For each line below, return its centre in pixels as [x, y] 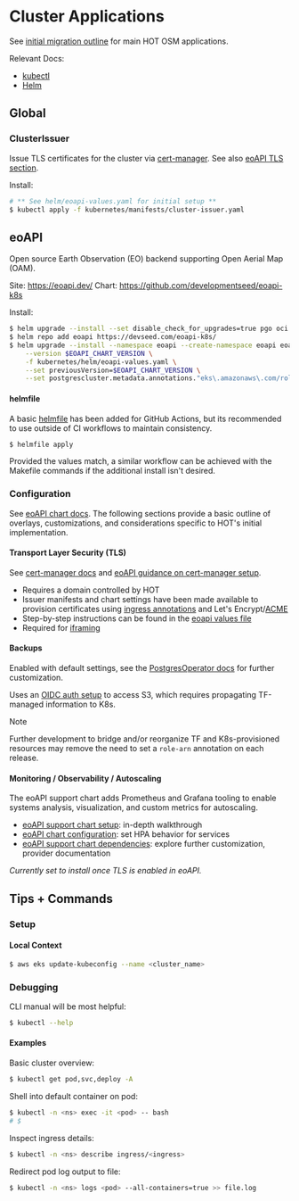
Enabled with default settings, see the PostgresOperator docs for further [142, 668]
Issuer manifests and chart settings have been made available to [140, 599]
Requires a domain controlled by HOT [91, 590]
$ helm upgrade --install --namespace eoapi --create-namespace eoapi [143, 345]
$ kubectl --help [41, 1023]
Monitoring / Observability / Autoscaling [85, 778]
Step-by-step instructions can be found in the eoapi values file [137, 618]
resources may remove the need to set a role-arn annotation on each [137, 749]
